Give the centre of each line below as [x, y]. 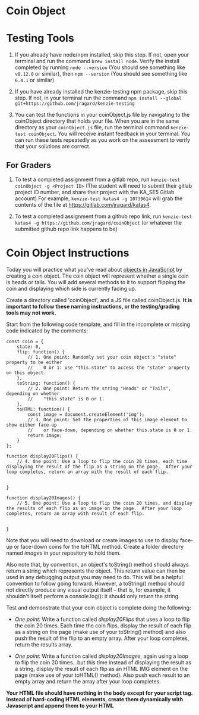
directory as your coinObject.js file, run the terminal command [92, 128]
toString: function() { [46, 383]
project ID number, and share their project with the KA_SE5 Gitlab [94, 192]
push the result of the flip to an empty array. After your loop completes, [102, 638]
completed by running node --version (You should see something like [100, 67]
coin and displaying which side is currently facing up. [71, 288]
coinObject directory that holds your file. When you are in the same [97, 121]
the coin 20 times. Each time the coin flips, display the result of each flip [103, 625]
